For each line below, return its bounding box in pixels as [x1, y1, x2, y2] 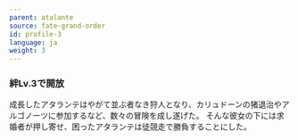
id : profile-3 [9, 29, 62, 38]
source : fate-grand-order [9, 21, 105, 30]
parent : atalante [9, 12, 74, 22]
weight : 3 [9, 46, 46, 55]
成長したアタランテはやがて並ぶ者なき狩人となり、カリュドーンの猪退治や [9, 99, 283, 110]
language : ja [9, 37, 58, 47]
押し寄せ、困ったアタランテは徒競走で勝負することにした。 [32, 121, 252, 132]
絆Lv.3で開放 [9, 78, 65, 90]
